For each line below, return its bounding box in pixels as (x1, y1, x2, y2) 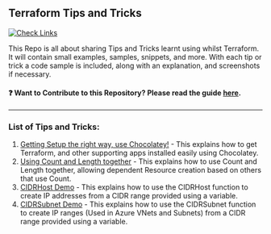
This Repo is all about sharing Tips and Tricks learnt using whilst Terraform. (8, 44, 260, 53)
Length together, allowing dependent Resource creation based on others (19, 165, 262, 175)
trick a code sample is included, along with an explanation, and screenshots (8, 61, 261, 70)
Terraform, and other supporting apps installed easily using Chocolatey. (19, 148, 259, 158)
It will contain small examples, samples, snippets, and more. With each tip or (8, 52, 262, 61)
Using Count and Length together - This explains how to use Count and (19, 157, 258, 166)
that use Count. (19, 173, 72, 184)
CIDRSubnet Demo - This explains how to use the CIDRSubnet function (19, 199, 256, 209)
